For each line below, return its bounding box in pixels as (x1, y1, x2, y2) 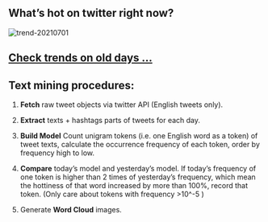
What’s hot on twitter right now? (8, 6, 174, 20)
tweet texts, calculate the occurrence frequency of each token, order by (19, 140, 261, 150)
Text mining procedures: (8, 78, 135, 92)
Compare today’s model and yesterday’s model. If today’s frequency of (19, 164, 257, 174)
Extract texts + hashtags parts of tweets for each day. (19, 116, 200, 125)
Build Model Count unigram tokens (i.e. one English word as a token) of (19, 131, 258, 141)
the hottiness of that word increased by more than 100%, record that (19, 181, 249, 191)
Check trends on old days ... (8, 51, 153, 65)
